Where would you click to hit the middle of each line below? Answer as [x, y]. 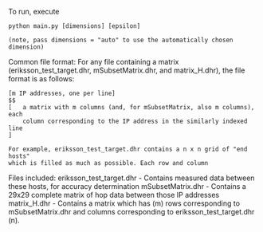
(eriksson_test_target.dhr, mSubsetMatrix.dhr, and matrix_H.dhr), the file [127, 70]
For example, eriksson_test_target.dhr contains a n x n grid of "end [128, 149]
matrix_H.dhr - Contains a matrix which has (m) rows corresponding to [124, 203]
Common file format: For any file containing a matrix [94, 62]
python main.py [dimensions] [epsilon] [75, 26]
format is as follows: [41, 79]
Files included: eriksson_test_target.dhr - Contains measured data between [131, 178]
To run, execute [34, 12]
